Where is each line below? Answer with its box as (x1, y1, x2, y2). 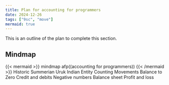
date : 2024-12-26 (5, 12, 42, 17)
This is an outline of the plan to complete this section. (5, 35, 117, 41)
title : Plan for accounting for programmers (5, 7, 101, 13)
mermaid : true (5, 21, 36, 27)
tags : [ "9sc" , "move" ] (5, 17, 53, 22)
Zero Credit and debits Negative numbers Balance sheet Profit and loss (5, 74, 154, 80)
